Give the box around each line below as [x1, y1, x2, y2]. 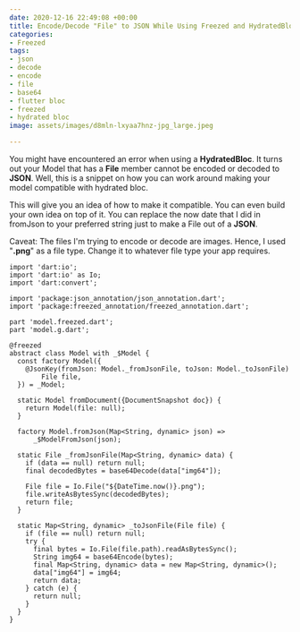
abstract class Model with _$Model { [9, 349, 150, 358]
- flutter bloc [9, 96, 66, 106]
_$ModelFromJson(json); [32, 435, 122, 444]
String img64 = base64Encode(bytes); [32, 552, 174, 561]
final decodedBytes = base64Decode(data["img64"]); [25, 466, 221, 475]
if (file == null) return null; [25, 529, 146, 538]
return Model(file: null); [25, 404, 126, 413]
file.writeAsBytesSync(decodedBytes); [25, 490, 170, 499]
